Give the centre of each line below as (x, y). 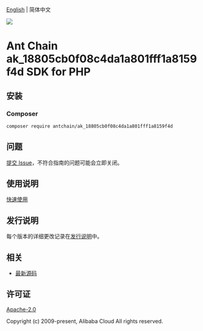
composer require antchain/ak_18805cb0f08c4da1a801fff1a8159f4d (90, 126)
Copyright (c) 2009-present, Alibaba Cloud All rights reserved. (85, 321)
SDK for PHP (59, 72)
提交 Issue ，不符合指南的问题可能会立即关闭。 (65, 162)
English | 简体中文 (29, 9)
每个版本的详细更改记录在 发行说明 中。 (54, 237)
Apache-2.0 (21, 309)
